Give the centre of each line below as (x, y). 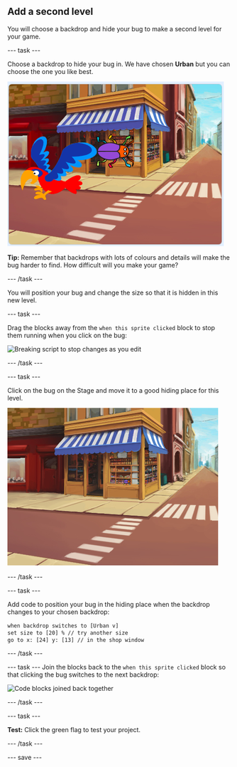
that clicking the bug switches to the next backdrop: (83, 675)
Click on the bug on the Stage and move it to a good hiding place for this (113, 390)
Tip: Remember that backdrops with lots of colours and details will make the (119, 257)
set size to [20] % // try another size (68, 633)
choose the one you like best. (50, 71)
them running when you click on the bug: (67, 335)
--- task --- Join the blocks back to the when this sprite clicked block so (116, 667)
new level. (22, 300)
